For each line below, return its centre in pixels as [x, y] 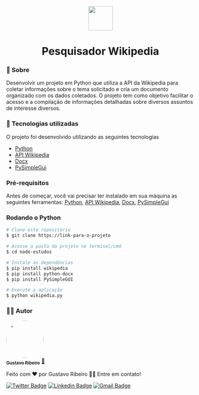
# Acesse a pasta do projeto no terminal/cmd [64, 246]
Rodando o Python [33, 217]
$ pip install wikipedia [37, 268]
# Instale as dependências [40, 263]
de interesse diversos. [33, 108]
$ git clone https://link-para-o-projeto [59, 236]
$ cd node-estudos [29, 252]
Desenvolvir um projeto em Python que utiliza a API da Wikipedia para [92, 83]
